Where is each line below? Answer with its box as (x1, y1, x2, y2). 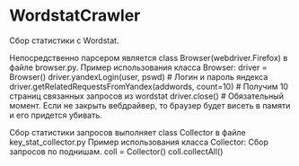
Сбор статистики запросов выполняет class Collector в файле (9, 127, 246, 137)
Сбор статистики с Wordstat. (9, 35, 119, 46)
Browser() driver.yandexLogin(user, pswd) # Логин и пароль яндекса (9, 71, 268, 82)
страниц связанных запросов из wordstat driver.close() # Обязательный (9, 91, 285, 101)
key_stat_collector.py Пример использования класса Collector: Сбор (9, 136, 269, 147)
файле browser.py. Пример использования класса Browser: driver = (9, 62, 268, 73)
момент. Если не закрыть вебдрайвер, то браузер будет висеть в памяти (9, 100, 291, 110)
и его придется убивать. (9, 109, 103, 120)
